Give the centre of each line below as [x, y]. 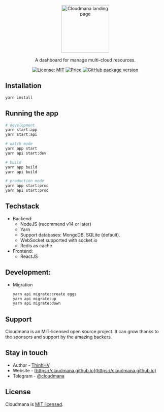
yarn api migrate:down [37, 303]
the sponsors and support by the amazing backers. [59, 337]
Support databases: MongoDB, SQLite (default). [70, 234]
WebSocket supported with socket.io [59, 240]
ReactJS [29, 256]
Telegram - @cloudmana [39, 376]
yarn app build [21, 167]
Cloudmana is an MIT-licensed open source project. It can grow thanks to [82, 332]
